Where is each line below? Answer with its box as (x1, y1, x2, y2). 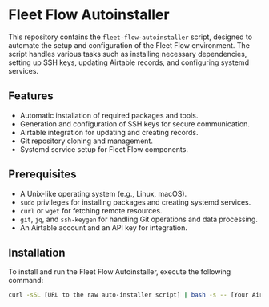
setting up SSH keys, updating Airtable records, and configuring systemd (8, 58, 250, 67)
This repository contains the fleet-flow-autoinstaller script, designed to (8, 32, 253, 42)
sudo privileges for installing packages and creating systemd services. (19, 197, 251, 207)
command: (8, 276, 44, 285)
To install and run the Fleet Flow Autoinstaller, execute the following (8, 267, 231, 277)
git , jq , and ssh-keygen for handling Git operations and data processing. (19, 214, 259, 224)
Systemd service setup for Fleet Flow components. (19, 144, 188, 153)
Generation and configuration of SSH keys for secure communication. (19, 118, 251, 129)
